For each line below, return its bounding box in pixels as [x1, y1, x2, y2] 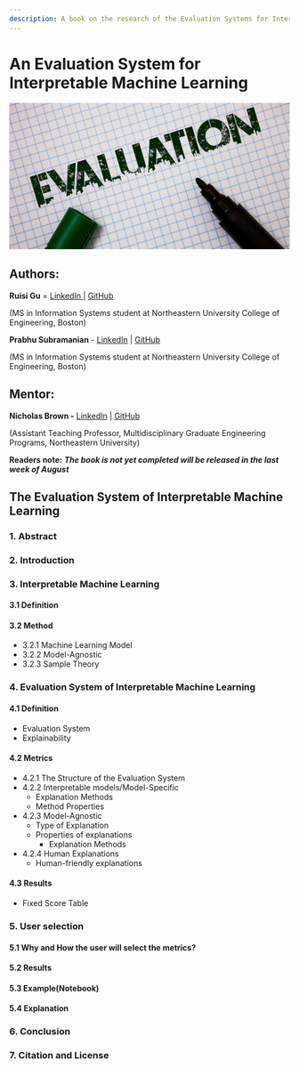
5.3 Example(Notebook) [9, 983, 100, 993]
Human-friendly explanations [35, 857, 142, 868]
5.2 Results [9, 962, 52, 974]
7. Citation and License [9, 1049, 109, 1062]
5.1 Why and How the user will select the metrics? [9, 942, 197, 952]
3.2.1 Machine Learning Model [21, 640, 133, 651]
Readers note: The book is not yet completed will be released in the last [9, 454, 279, 465]
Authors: [9, 267, 60, 282]
